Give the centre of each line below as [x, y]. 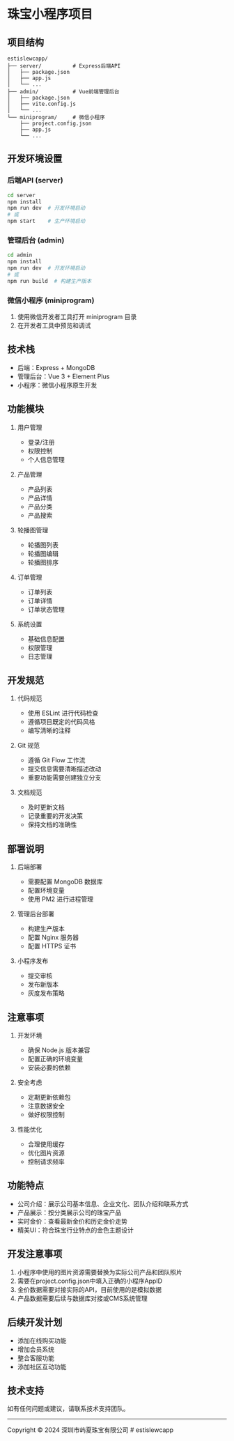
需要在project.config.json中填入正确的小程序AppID [89, 1281]
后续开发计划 [35, 1322]
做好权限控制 [46, 1115]
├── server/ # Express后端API [64, 66]
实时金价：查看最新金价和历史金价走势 [72, 1221]
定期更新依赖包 [49, 1097]
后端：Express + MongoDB [56, 367]
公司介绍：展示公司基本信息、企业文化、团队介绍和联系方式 [103, 1203]
